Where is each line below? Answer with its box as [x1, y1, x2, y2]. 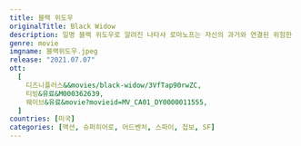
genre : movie [9, 38, 59, 48]
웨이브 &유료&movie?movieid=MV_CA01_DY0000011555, [25, 97, 208, 107]
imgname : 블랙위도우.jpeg [9, 47, 98, 56]
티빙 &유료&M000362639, [25, 89, 105, 98]
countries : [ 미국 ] [9, 114, 75, 123]
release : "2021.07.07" [9, 55, 95, 64]
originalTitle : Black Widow [9, 22, 116, 31]
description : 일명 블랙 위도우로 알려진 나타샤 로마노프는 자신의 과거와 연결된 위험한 [9, 30, 293, 39]
